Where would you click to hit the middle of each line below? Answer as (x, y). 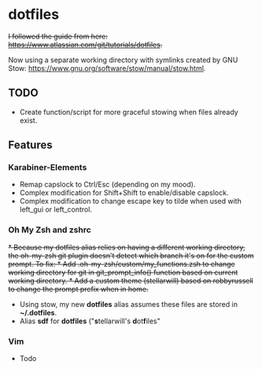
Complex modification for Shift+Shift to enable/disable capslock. (124, 193)
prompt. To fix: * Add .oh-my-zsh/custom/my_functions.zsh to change (122, 264)
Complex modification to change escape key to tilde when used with (130, 201)
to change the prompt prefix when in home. (78, 289)
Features (30, 145)
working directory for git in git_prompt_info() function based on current (123, 272)
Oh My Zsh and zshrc (50, 230)
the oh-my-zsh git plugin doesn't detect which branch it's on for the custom (131, 255)
